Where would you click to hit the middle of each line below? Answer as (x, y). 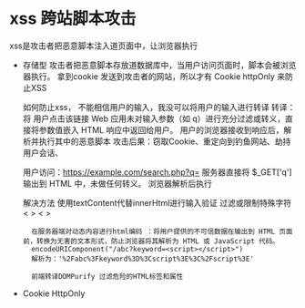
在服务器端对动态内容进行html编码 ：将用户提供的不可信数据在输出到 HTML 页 (159, 231)
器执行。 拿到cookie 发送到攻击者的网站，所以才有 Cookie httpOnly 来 (154, 76)
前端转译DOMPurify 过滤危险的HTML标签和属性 (107, 276)
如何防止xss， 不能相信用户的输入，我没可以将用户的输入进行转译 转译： (159, 107)
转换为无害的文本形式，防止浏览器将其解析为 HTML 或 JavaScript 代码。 (158, 241)
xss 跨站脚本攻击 (73, 19)
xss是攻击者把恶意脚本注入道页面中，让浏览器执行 (104, 46)
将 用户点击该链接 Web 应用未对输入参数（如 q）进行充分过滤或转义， (153, 118)
